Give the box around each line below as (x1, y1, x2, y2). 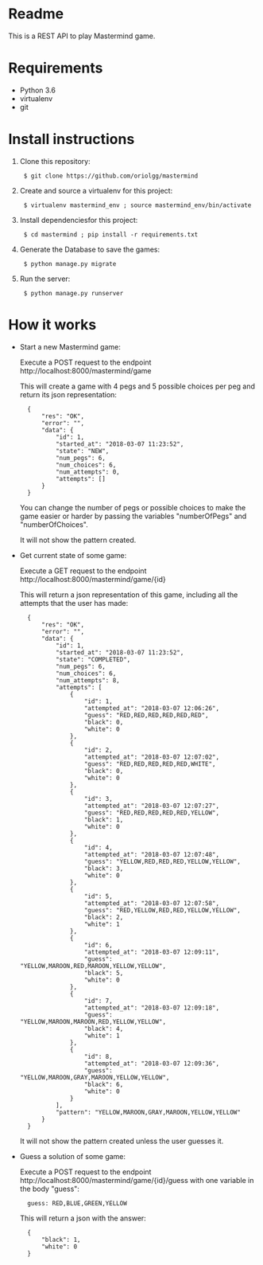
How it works (8, 316, 97, 334)
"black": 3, (83, 865, 124, 873)
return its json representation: (19, 389, 118, 399)
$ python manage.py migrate (23, 260, 117, 267)
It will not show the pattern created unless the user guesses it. (19, 1136, 224, 1146)
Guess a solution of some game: (19, 1151, 126, 1161)
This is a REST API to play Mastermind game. (8, 31, 156, 41)
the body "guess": (19, 1184, 79, 1193)
